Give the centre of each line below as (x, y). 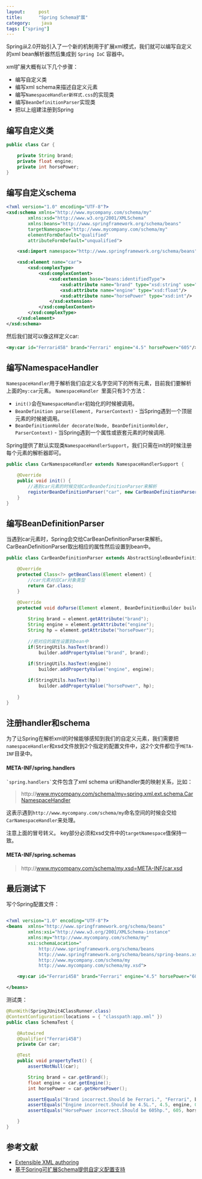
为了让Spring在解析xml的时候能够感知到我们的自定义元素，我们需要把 (93, 739)
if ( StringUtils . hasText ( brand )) (69, 647)
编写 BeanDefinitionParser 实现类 (55, 102)
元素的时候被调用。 (39, 418)
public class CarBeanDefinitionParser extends (66, 558)
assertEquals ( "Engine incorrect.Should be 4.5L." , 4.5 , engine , (110, 1105)
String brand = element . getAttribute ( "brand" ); (88, 619)
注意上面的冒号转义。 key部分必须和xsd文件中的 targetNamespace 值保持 (94, 833)
